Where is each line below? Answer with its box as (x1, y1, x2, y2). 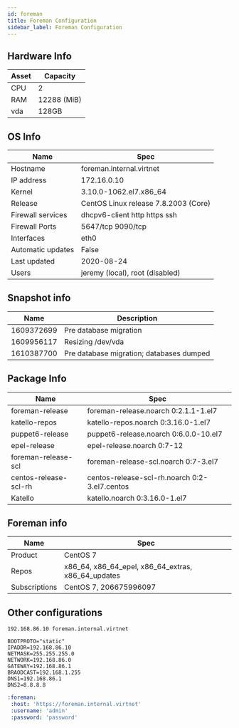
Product (11, 550, 38, 560)
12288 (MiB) (38, 95, 82, 105)
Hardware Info (7, 50, 73, 62)
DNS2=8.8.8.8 (7, 682, 46, 689)
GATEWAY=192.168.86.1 (7, 663, 72, 670)
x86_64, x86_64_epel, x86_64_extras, (63, 562, 193, 572)
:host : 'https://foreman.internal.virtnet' (10, 701, 142, 708)
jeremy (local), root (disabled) (80, 268, 181, 278)
